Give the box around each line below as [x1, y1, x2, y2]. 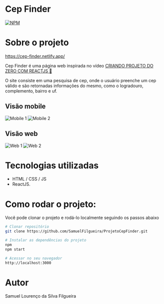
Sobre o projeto [5, 37, 69, 48]
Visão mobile [5, 102, 46, 111]
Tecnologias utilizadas [5, 160, 99, 171]
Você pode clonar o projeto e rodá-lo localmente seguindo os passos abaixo [5, 215, 159, 221]
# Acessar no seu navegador [5, 256, 63, 261]
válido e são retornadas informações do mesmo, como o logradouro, [5, 83, 143, 89]
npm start [5, 247, 25, 252]
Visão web [5, 129, 38, 138]
